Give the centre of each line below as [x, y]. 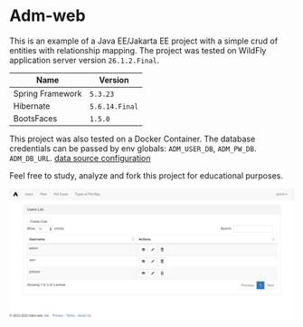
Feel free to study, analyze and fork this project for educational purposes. [146, 175]
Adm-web [47, 16]
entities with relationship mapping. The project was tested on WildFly [138, 50]
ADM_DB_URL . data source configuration [80, 158]
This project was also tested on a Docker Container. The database [133, 139]
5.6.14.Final [114, 106]
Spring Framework [47, 93]
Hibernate [32, 106]
